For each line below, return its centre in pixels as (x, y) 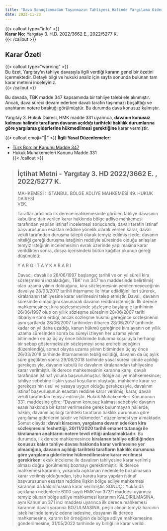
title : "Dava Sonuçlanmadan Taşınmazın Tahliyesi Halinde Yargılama (78, 10)
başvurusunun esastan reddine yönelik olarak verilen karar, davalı (84, 230)
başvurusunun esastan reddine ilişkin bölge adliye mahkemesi (81, 481)
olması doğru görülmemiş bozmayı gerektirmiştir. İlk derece (78, 465)
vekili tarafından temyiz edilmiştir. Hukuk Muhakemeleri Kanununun (86, 397)
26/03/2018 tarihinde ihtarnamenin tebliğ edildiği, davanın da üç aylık (88, 354)
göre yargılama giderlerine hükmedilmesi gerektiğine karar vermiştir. (77, 128)
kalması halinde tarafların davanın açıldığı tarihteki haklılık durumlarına (80, 123)
